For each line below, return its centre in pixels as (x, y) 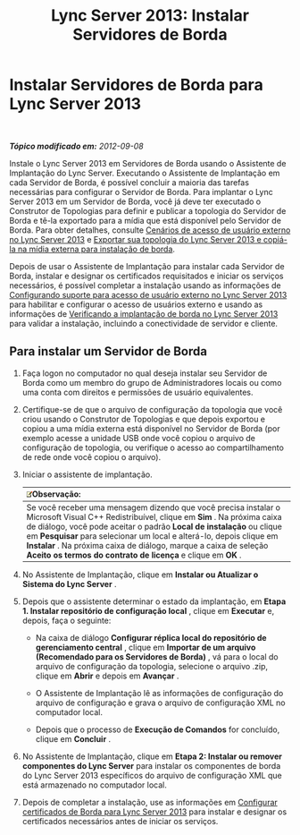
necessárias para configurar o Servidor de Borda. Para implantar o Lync (142, 192)
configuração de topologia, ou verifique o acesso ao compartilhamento (153, 447)
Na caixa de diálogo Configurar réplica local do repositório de (151, 638)
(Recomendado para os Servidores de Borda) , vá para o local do (157, 657)
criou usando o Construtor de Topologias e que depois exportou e (144, 419)
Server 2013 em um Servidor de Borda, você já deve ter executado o (135, 201)
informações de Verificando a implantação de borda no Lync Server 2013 (144, 313)
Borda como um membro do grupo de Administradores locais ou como (152, 382)
